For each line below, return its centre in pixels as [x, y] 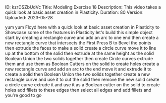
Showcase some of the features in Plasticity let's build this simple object [79, 32]
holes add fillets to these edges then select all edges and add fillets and [78, 90]
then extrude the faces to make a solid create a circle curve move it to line [81, 48]
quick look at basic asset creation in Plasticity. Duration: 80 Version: [74, 12]
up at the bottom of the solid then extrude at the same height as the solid [80, 53]
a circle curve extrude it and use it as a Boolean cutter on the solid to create [83, 85]
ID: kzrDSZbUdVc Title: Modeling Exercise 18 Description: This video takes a [83, 7]
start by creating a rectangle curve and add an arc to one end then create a [82, 37]
